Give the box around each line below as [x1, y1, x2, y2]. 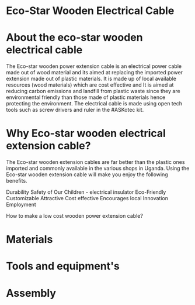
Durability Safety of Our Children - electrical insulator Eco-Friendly [6, 189, 166, 196]
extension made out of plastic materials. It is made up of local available [6, 75, 177, 83]
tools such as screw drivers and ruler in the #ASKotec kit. [6, 107, 144, 114]
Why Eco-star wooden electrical [6, 127, 166, 140]
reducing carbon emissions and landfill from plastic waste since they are [6, 88, 180, 95]
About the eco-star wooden [6, 31, 143, 44]
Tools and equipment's [6, 259, 120, 273]
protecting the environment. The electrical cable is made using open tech [6, 100, 183, 107]
